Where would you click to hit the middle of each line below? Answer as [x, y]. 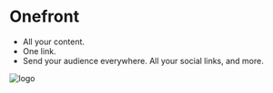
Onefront [45, 17]
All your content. [53, 42]
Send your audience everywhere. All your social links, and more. [143, 60]
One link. [39, 51]
